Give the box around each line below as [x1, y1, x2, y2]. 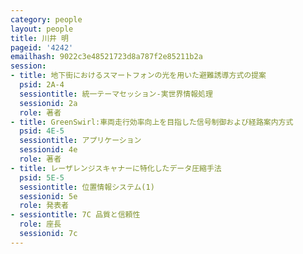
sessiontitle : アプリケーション [19, 136, 142, 146]
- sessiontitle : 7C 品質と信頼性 [10, 210, 141, 220]
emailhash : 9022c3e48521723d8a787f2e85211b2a [10, 52, 203, 62]
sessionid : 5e [19, 191, 78, 201]
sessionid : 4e [19, 145, 78, 155]
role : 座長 [19, 219, 62, 230]
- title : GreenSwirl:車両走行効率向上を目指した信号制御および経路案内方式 [10, 117, 294, 127]
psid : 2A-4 [19, 80, 65, 90]
